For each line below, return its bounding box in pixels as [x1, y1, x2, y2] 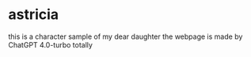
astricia [8, 6, 59, 24]
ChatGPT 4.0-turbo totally [8, 40, 93, 49]
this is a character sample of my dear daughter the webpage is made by [8, 32, 243, 41]
